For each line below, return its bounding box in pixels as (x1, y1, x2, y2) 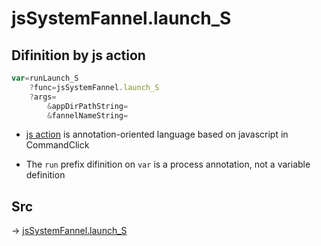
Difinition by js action (11, 47, 146, 64)
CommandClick (25, 139, 90, 151)
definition (25, 169, 66, 181)
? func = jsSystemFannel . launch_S (29, 82, 160, 92)
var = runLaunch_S (11, 73, 79, 83)
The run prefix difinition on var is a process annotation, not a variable (25, 158, 311, 171)
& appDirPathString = (47, 101, 129, 111)
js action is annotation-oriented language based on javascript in (25, 128, 289, 141)
